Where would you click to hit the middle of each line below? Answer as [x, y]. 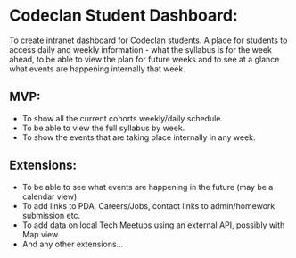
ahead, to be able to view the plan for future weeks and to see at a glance [144, 59]
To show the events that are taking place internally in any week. [139, 137]
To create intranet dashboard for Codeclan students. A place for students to [148, 40]
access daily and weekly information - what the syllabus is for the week [140, 49]
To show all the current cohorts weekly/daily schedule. [123, 118]
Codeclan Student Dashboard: [123, 16]
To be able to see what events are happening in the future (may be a [148, 187]
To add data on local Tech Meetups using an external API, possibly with [153, 225]
